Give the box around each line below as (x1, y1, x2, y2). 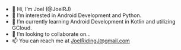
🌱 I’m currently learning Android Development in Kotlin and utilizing (11, 18, 176, 25)
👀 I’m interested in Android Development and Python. (11, 12, 142, 19)
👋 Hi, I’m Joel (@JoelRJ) (11, 6, 71, 12)
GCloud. (11, 24, 33, 31)
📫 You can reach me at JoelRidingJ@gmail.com (11, 37, 131, 44)
